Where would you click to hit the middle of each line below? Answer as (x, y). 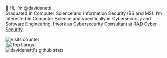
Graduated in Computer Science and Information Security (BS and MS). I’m (84, 13)
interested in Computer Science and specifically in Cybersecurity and (78, 19)
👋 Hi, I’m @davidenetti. (29, 8)
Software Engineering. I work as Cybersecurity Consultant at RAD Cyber (81, 24)
